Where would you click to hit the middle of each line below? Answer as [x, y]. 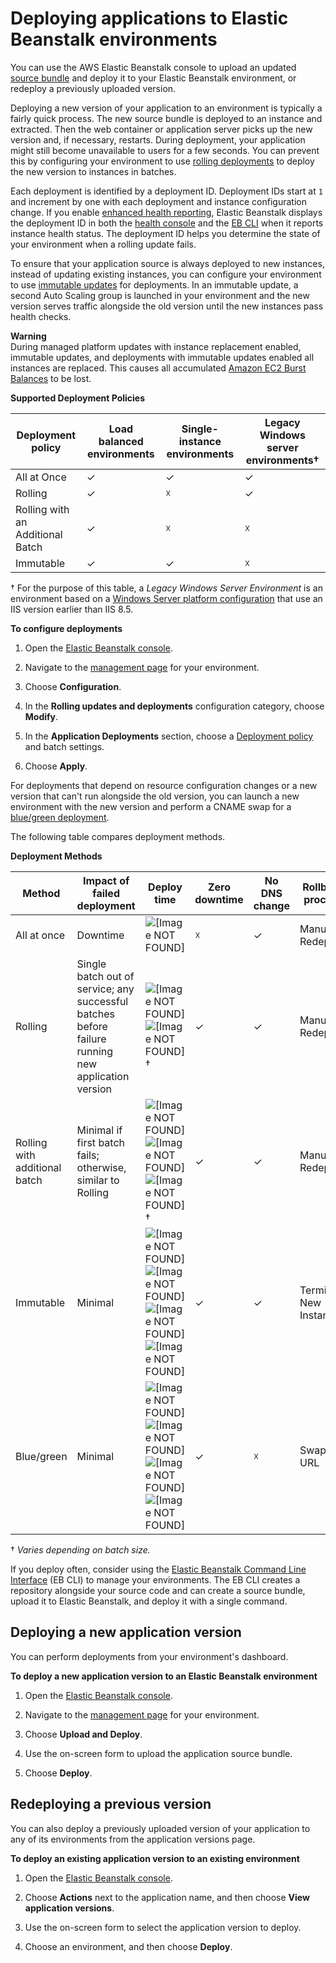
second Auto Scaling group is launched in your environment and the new [160, 295]
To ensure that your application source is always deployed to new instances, [167, 263]
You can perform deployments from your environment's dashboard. [149, 1656]
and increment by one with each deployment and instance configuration [158, 201]
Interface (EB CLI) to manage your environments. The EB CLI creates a [155, 1579]
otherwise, [101, 1167]
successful [102, 1001]
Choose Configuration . [73, 686]
